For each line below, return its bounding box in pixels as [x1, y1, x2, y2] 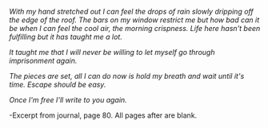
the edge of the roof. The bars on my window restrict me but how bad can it [9, 15, 259, 25]
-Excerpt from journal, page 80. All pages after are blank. [9, 111, 198, 120]
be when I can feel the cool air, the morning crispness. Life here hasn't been [9, 24, 261, 33]
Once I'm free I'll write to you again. [9, 95, 127, 104]
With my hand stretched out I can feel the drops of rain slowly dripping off [9, 7, 254, 16]
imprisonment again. [9, 56, 78, 65]
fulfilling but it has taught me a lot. [9, 32, 122, 41]
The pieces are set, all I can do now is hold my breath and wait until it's [9, 72, 245, 80]
